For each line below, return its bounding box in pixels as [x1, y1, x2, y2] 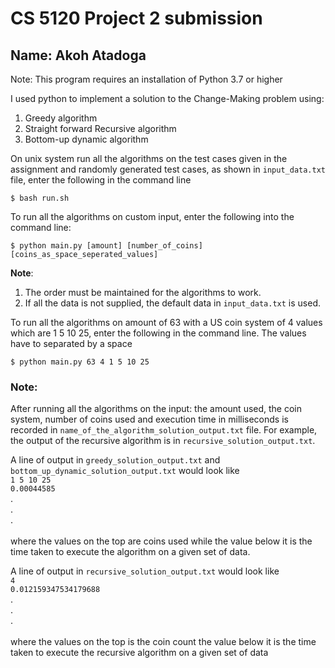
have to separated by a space [10, 338, 133, 349]
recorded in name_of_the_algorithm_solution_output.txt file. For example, [10, 424, 318, 436]
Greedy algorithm [24, 112, 98, 124]
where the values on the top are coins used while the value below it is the [10, 535, 313, 547]
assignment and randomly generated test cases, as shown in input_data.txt [10, 163, 326, 175]
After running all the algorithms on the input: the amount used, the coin [10, 403, 303, 415]
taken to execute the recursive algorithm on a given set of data [10, 647, 269, 659]
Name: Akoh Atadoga [10, 47, 147, 64]
